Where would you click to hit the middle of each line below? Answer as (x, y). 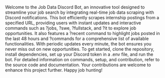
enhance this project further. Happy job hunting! (54, 70)
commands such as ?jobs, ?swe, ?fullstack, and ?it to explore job (71, 28)
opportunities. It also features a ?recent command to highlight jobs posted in (82, 33)
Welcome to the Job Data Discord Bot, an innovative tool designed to (75, 7)
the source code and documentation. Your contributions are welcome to (78, 65)
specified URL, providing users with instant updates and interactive (73, 23)
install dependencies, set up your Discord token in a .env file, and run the (79, 54)
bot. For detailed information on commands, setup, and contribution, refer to (82, 59)
